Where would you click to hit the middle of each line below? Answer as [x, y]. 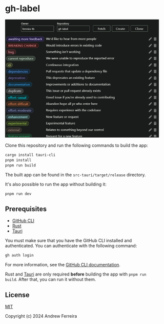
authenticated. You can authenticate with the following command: [71, 246]
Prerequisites [26, 209]
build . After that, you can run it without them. [51, 279]
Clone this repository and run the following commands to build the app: [76, 145]
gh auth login [20, 255]
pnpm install [18, 160]
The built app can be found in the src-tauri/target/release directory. [75, 175]
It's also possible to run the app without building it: [56, 184]
